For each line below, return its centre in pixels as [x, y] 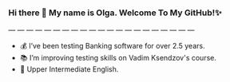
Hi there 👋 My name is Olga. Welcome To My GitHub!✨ [115, 13]
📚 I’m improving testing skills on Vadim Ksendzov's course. [118, 58]
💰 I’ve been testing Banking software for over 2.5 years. [112, 46]
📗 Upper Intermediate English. [69, 69]
